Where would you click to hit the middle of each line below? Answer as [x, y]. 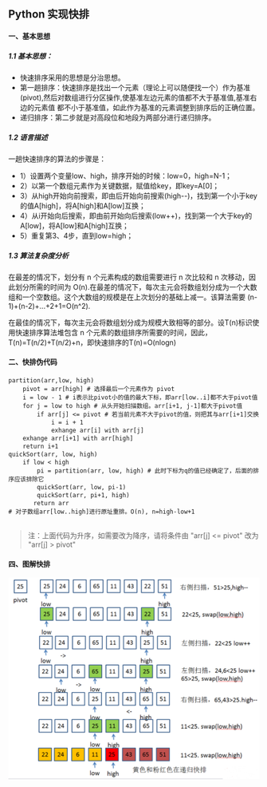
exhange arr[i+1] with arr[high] [78, 439]
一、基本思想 [29, 36]
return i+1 [41, 447]
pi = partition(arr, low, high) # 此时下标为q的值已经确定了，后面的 [145, 471]
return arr [51, 504]
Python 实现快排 [49, 14]
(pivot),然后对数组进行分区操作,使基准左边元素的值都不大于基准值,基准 [135, 97]
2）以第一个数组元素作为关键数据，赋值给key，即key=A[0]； [120, 185]
